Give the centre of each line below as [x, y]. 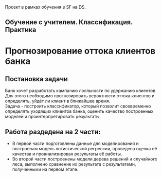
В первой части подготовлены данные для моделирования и [75, 143]
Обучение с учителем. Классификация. [69, 22]
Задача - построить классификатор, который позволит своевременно [78, 106]
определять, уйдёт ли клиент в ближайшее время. [58, 101]
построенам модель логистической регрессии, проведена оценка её [84, 149]
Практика [21, 30]
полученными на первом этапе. [45, 169]
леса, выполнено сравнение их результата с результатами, [74, 164]
